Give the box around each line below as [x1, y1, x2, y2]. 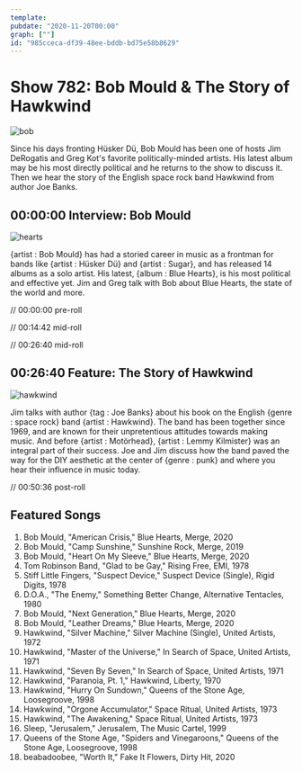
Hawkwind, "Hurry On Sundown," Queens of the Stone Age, [22, 685, 245, 695]
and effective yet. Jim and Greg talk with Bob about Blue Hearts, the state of [10, 278, 293, 288]
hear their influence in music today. [10, 464, 141, 475]
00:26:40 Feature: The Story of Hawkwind [10, 365, 253, 381]
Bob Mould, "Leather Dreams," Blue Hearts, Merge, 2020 [22, 617, 235, 628]
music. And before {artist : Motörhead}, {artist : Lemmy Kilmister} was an [10, 435, 280, 446]
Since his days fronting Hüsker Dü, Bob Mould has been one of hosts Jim [10, 143, 281, 154]
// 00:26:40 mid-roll [10, 339, 84, 350]
